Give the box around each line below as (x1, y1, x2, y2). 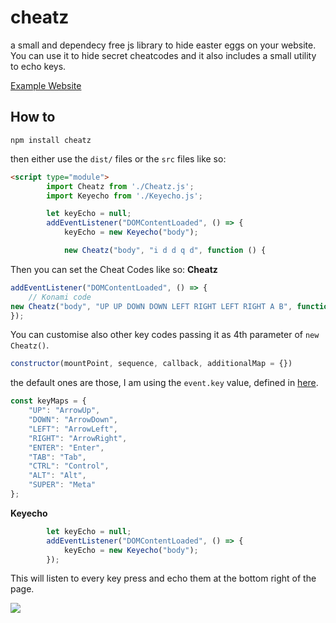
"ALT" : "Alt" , (28, 471, 87, 481)
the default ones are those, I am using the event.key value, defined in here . (10, 377, 319, 389)
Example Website (10, 79, 82, 91)
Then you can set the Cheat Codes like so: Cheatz (10, 263, 218, 275)
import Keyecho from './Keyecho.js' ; (46, 191, 203, 201)
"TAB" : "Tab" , (28, 452, 87, 462)
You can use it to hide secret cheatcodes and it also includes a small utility (10, 49, 317, 61)
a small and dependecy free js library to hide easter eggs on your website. (10, 39, 317, 51)
